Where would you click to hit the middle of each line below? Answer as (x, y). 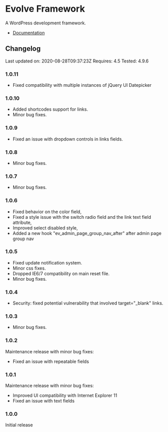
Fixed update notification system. (47, 262)
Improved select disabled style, (45, 228)
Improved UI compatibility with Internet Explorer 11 (65, 395)
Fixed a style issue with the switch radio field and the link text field (82, 217)
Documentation (29, 32)
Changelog (23, 49)
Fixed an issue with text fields (44, 401)
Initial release (19, 425)
